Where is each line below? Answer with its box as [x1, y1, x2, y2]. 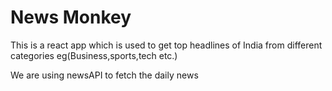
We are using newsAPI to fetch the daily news [10, 69, 199, 81]
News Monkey [10, 6, 132, 29]
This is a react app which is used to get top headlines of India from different [10, 39, 323, 51]
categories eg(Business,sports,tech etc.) [10, 49, 178, 61]
